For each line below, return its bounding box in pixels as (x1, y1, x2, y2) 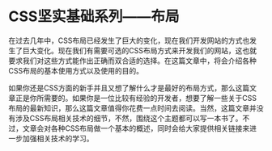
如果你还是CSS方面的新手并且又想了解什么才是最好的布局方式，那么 (8, 82, 236, 93)
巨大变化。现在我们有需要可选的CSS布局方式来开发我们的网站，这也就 (22, 45, 257, 55)
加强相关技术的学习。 (22, 133, 94, 143)
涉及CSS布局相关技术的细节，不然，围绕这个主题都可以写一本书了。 (15, 113, 243, 123)
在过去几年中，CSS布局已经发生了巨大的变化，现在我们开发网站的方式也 (8, 36, 250, 45)
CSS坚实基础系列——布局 (8, 7, 180, 26)
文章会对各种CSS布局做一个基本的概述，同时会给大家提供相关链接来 (22, 123, 250, 133)
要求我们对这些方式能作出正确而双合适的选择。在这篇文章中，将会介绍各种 (8, 56, 257, 65)
